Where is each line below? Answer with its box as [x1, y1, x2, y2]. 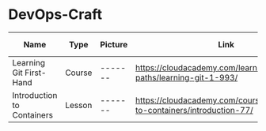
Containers [12, 109, 54, 120]
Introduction [12, 89, 58, 100]
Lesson [64, 99, 93, 110]
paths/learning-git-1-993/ [135, 72, 238, 83]
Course [64, 67, 93, 78]
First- [25, 67, 47, 78]
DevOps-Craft [8, 6, 103, 24]
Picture [100, 39, 128, 50]
